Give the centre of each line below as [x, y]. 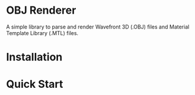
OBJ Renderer [41, 10]
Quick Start [35, 84]
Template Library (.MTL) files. [42, 33]
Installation [34, 57]
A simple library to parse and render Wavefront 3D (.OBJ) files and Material [98, 27]
